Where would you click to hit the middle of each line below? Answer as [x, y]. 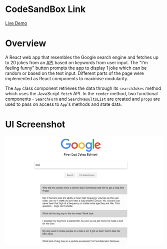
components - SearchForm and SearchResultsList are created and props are [83, 99]
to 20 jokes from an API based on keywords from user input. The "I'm [76, 62]
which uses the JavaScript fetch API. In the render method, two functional [81, 93]
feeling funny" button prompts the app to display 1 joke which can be [76, 68]
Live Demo [16, 23]
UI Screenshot [35, 124]
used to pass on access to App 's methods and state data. [64, 104]
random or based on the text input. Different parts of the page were [74, 73]
